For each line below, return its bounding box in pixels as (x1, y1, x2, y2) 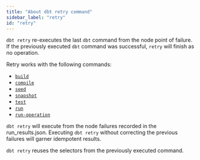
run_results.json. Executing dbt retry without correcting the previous (6, 129, 178, 136)
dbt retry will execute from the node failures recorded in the (6, 123, 157, 130)
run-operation (14, 112, 50, 118)
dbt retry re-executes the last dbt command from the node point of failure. (6, 37, 193, 44)
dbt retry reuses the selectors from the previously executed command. (6, 147, 184, 154)
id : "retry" (6, 20, 36, 26)
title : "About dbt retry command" (6, 8, 93, 15)
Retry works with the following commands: (6, 61, 112, 68)
